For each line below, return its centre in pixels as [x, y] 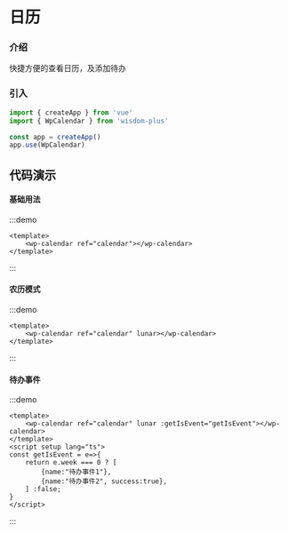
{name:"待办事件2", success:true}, [104, 481]
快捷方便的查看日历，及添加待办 [68, 68]
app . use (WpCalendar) [48, 145]
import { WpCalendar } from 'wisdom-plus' [89, 121]
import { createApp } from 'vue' [71, 112]
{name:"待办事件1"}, [76, 472]
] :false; [44, 489]
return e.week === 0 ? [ [71, 463]
